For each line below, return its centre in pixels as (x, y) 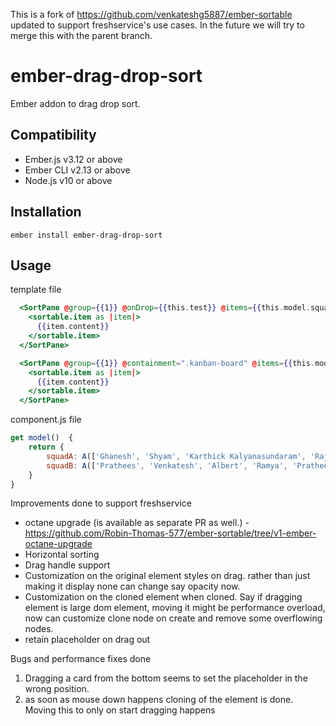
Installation (46, 212)
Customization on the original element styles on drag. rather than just (167, 576)
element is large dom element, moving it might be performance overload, (175, 608)
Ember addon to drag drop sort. (75, 103)
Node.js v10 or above (68, 180)
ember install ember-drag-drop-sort (86, 235)
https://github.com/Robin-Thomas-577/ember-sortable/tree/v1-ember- (170, 533)
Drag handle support (67, 565)
